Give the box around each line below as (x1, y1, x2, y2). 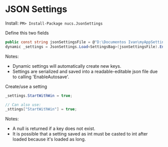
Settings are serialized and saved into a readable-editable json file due (12, 68, 158, 74)
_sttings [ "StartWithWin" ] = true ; (5, 107, 77, 112)
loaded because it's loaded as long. (12, 136, 86, 142)
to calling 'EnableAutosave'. (12, 74, 69, 80)
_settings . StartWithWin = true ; (5, 93, 72, 98)
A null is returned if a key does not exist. (12, 125, 95, 131)
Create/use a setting (5, 83, 47, 89)
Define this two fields (5, 30, 49, 36)
